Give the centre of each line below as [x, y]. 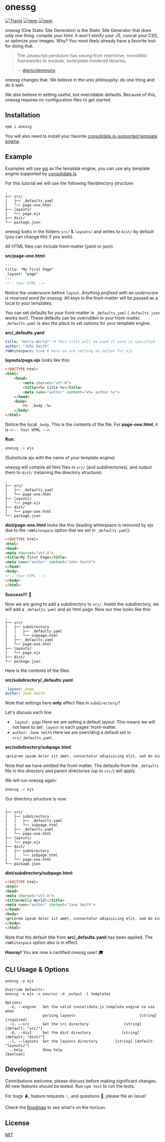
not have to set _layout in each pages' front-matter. [64, 727]
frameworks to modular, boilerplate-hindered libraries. [72, 61]
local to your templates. [29, 303]
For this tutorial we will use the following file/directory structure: [69, 183]
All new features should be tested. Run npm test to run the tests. [70, 1086]
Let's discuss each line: [29, 712]
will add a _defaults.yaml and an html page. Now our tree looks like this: [78, 609]
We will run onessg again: [31, 780]
